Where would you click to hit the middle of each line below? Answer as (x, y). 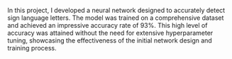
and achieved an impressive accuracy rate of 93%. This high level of (107, 25)
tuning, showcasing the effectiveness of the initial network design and (110, 41)
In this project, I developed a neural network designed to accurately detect (116, 10)
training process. (32, 48)
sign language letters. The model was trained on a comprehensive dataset (116, 18)
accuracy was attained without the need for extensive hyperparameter (110, 33)
